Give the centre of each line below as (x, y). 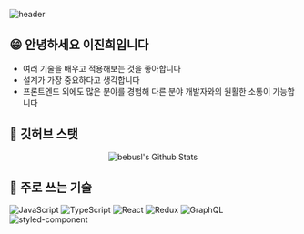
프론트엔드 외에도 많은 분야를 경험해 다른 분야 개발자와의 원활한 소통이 (147, 91)
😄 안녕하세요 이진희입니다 (79, 45)
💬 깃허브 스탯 (44, 134)
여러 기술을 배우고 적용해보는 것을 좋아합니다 (102, 68)
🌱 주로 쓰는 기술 (51, 188)
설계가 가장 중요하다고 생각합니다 (81, 80)
